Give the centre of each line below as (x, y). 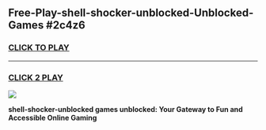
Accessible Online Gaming (53, 117)
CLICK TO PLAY (39, 48)
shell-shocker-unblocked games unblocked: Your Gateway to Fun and (125, 109)
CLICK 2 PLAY (36, 77)
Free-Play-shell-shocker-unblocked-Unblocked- (131, 13)
